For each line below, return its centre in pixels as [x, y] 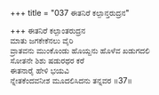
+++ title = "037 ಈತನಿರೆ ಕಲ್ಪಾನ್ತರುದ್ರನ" [70, 13]
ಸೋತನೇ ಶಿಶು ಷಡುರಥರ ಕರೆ [48, 60]
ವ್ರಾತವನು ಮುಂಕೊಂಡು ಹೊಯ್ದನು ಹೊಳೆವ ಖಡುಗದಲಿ [80, 51]
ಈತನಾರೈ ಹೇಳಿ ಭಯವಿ [40, 71]
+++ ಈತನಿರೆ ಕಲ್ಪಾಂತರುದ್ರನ [48, 31]
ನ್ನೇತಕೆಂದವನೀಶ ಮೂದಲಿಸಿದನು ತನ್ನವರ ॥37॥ [71, 80]
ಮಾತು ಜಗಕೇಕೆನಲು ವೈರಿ [42, 40]
